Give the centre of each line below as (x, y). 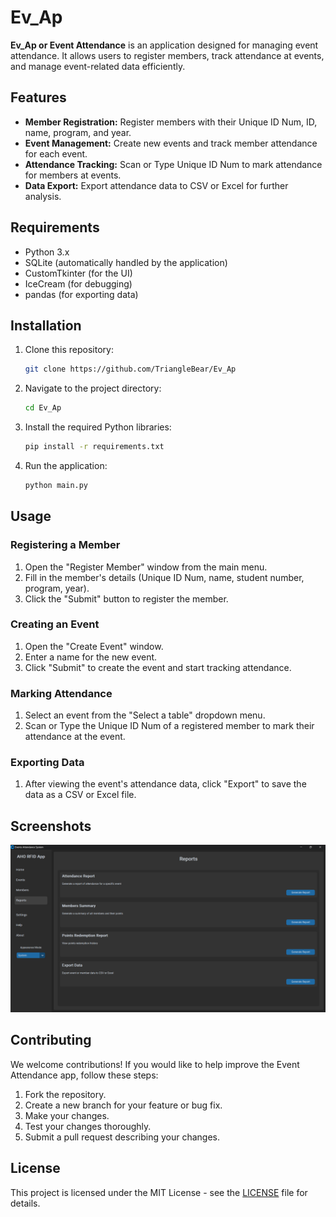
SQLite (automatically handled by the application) (126, 262)
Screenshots (51, 826)
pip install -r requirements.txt (94, 447)
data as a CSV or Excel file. (80, 795)
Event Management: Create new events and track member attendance (171, 143)
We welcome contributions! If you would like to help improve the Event (155, 1064)
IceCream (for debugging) (78, 283)
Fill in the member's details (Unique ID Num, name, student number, (164, 577)
